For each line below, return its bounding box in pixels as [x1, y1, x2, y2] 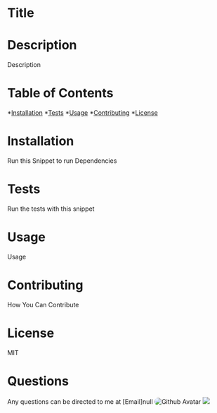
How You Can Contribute [7, 300, 79, 309]
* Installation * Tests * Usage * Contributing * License [7, 109, 158, 117]
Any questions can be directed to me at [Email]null [7, 397, 153, 406]
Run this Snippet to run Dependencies [7, 156, 117, 165]
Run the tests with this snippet [7, 204, 95, 213]
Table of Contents [7, 85, 114, 101]
